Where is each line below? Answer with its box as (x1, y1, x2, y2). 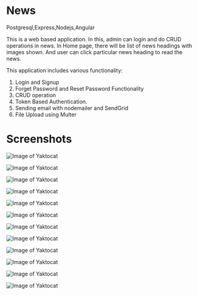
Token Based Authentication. (15, 98, 87, 105)
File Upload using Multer (15, 111, 77, 118)
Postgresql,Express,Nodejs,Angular (6, 24, 95, 31)
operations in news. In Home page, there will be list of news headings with (6, 42, 193, 49)
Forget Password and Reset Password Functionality (15, 85, 144, 92)
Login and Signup (15, 78, 60, 86)
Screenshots (6, 132, 72, 146)
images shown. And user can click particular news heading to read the (6, 48, 183, 55)
